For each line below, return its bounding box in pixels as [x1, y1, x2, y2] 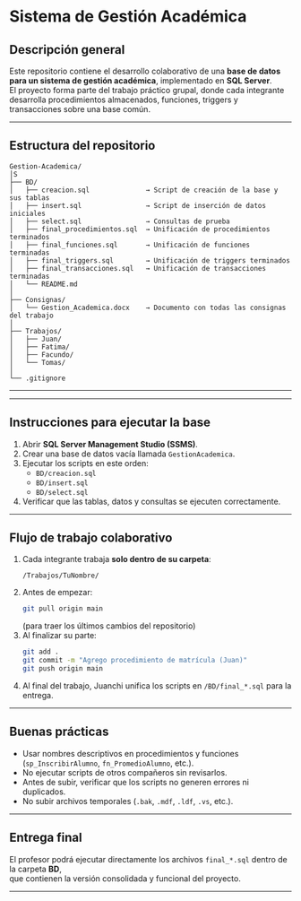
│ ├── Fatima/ [9, 342, 70, 351]
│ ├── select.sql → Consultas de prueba [9, 217, 230, 226]
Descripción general [9, 42, 125, 57]
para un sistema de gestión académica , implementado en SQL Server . [9, 75, 272, 86]
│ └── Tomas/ [9, 358, 66, 367]
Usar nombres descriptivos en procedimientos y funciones [21, 748, 239, 758]
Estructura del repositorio [9, 138, 156, 153]
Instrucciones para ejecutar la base [9, 415, 211, 430]
